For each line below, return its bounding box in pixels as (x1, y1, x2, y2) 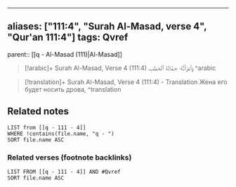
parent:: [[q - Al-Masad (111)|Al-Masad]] (7, 50, 123, 58)
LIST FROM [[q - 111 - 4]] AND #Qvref (7, 168, 121, 175)
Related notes (7, 106, 69, 118)
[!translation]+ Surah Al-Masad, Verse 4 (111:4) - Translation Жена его (24, 78, 228, 86)
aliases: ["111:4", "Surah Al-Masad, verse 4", (7, 20, 207, 32)
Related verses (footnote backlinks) (7, 152, 132, 162)
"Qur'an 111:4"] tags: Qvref (7, 32, 129, 43)
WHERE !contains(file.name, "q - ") (7, 130, 114, 137)
